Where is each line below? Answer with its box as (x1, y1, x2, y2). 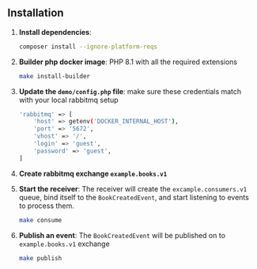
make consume (18, 216, 62, 224)
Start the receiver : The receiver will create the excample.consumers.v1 (18, 184, 248, 193)
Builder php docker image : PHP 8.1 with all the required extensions (18, 57, 238, 66)
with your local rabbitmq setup (18, 95, 119, 104)
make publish (18, 254, 62, 262)
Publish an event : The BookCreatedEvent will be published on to (18, 230, 226, 240)
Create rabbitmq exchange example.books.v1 (18, 169, 168, 178)
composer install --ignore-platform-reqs (18, 43, 158, 51)
